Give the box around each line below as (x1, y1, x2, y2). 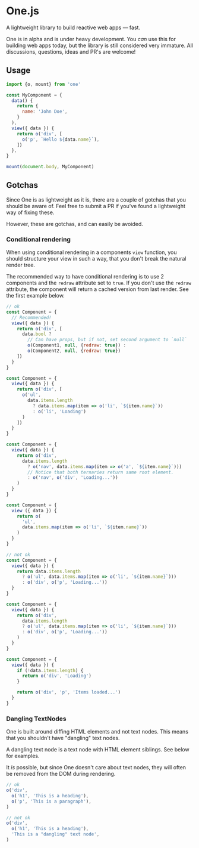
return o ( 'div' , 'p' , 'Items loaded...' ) (17, 689, 121, 695)
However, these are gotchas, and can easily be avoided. (6, 220, 144, 227)
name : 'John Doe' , (21, 109, 68, 114)
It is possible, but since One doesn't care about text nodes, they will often (6, 764, 186, 771)
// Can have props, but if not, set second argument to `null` (27, 337, 187, 343)
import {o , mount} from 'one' (6, 81, 81, 87)
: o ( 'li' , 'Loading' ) (32, 408, 86, 414)
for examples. (6, 753, 40, 760)
